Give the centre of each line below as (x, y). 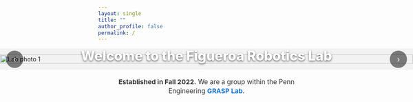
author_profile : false (130, 26)
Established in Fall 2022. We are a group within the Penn (206, 82)
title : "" (112, 20)
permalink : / (117, 33)
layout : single (120, 13)
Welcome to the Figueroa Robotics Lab (206, 56)
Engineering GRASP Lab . (206, 91)
